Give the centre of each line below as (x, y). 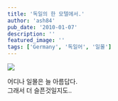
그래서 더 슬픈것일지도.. (40, 90)
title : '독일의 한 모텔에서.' (46, 14)
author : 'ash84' (31, 21)
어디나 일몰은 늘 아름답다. (43, 81)
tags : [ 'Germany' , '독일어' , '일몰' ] (59, 47)
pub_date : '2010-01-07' (43, 27)
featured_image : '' (36, 41)
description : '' (31, 34)
